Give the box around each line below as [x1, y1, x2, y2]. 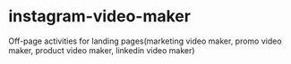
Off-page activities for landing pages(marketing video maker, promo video [8, 36, 283, 46]
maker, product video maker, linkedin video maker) [8, 44, 195, 55]
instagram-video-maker [8, 6, 192, 27]
